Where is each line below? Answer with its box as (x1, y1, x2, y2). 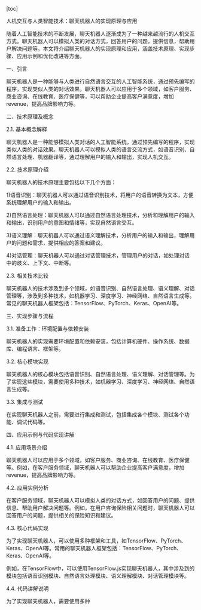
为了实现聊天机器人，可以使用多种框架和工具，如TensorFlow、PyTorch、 (6, 537, 187, 544)
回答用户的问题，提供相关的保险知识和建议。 (6, 512, 117, 519)
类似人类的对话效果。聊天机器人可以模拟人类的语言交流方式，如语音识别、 (6, 146, 190, 153)
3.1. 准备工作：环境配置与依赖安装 (6, 325, 89, 332)
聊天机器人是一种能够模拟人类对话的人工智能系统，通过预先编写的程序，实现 (6, 139, 195, 145)
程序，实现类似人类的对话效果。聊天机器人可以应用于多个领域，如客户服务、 (6, 85, 195, 92)
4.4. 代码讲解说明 (6, 585, 49, 592)
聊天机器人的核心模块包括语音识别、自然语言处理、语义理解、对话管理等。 (6, 370, 190, 378)
